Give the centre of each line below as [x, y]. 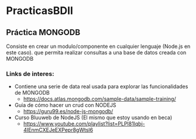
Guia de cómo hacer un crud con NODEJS [65, 105]
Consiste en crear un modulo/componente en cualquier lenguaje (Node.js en [98, 46]
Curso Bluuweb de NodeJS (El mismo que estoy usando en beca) [93, 117]
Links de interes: [30, 74]
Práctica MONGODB [43, 32]
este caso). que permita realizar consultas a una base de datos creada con [96, 53]
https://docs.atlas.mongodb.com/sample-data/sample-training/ [100, 99]
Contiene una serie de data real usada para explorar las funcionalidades [101, 86]
